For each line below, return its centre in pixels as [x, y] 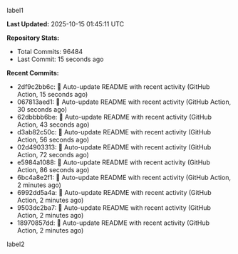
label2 [16, 244]
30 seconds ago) [42, 109]
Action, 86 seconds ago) [53, 170]
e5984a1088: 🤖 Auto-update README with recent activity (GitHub [114, 162]
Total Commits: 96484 [50, 52]
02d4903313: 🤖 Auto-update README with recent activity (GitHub [114, 147]
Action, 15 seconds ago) [52, 94]
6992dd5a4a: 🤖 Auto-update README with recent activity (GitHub [114, 192]
